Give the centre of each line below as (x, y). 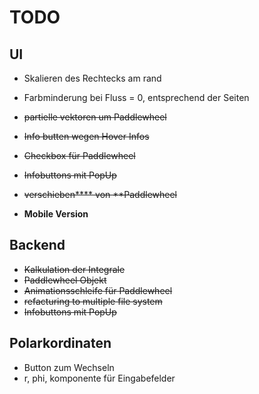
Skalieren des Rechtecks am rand (92, 78)
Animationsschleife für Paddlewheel (98, 290)
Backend (37, 245)
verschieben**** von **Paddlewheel (100, 194)
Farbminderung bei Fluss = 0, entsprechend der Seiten (136, 97)
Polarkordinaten (60, 343)
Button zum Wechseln (69, 367)
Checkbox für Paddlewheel (79, 155)
